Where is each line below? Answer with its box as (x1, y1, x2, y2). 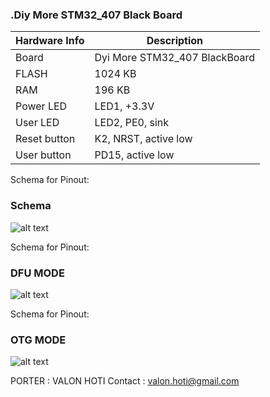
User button (15, 148, 72, 162)
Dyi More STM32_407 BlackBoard (94, 51, 256, 65)
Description (146, 34, 204, 48)
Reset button (15, 132, 76, 146)
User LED (15, 116, 60, 130)
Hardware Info (15, 34, 85, 48)
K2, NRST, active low (94, 132, 193, 146)
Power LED (15, 99, 68, 113)
